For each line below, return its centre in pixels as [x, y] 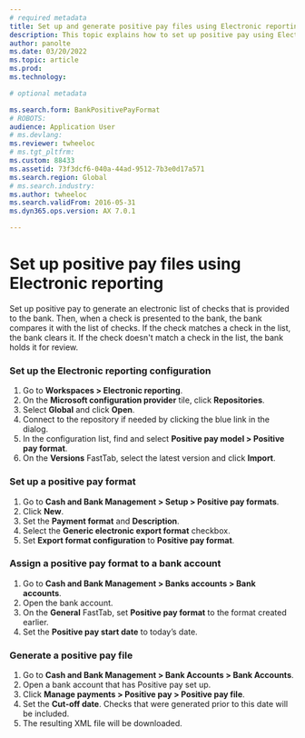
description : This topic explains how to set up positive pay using [142, 35]
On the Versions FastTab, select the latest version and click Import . [149, 458]
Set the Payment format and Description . [101, 521]
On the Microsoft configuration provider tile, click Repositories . [143, 400]
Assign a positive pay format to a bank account [115, 563]
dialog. [35, 429]
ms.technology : [38, 77]
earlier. [35, 622]
